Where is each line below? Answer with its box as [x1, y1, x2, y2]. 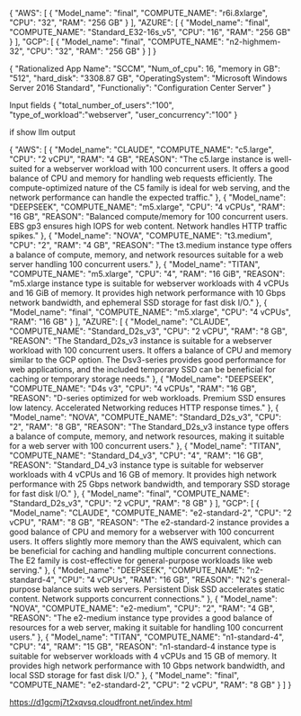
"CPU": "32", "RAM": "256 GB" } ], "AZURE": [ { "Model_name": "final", [9, 17, 270, 28]
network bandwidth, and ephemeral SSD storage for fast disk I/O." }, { [9, 297, 268, 308]
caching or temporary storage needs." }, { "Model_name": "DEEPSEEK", [9, 373, 274, 384]
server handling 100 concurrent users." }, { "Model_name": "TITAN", [9, 259, 261, 269]
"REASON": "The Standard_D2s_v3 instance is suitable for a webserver [9, 336, 272, 345]
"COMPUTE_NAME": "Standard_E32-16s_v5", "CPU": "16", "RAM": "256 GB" [9, 27, 291, 37]
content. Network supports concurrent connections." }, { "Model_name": [9, 594, 278, 604]
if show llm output [9, 127, 76, 138]
